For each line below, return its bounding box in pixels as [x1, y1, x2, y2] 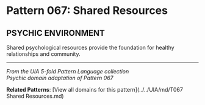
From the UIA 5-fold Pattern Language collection [6, 68, 129, 75]
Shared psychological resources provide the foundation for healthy [6, 44, 175, 51]
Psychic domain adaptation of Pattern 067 [6, 74, 114, 81]
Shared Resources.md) [6, 92, 64, 100]
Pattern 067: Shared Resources [6, 4, 168, 18]
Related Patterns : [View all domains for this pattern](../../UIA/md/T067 [6, 86, 183, 93]
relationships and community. [6, 50, 81, 58]
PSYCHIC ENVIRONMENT [6, 28, 106, 38]
